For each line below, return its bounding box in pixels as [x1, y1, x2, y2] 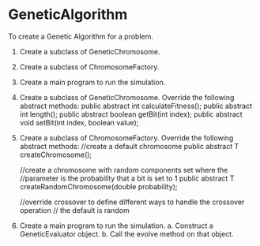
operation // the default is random [19, 205, 130, 214]
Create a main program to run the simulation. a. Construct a [19, 221, 213, 230]
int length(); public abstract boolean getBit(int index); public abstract [19, 109, 243, 119]
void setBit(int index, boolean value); [19, 117, 139, 127]
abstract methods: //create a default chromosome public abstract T [19, 141, 239, 151]
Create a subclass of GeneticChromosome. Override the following [19, 92, 235, 102]
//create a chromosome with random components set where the [19, 165, 228, 174]
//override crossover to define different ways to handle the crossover [19, 197, 245, 207]
